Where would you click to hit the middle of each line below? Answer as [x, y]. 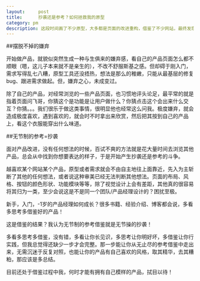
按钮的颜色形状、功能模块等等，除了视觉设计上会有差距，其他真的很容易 [105, 184]
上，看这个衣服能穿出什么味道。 [45, 123]
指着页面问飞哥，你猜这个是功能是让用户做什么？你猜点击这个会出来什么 [95, 101]
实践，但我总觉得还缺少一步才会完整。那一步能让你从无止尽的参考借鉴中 [95, 245]
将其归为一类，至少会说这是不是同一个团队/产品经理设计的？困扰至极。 [93, 192]
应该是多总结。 [40, 260]
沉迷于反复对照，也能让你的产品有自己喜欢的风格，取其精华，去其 [107, 252]
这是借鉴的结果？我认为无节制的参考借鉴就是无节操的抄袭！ [79, 224]
